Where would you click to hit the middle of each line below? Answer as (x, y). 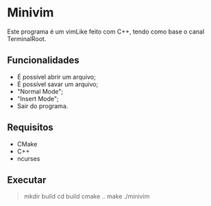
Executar (27, 180)
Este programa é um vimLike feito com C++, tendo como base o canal (106, 31)
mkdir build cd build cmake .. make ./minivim (87, 196)
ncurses (28, 158)
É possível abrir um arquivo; (56, 77)
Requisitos (30, 128)
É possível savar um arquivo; (58, 84)
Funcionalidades (44, 61)
